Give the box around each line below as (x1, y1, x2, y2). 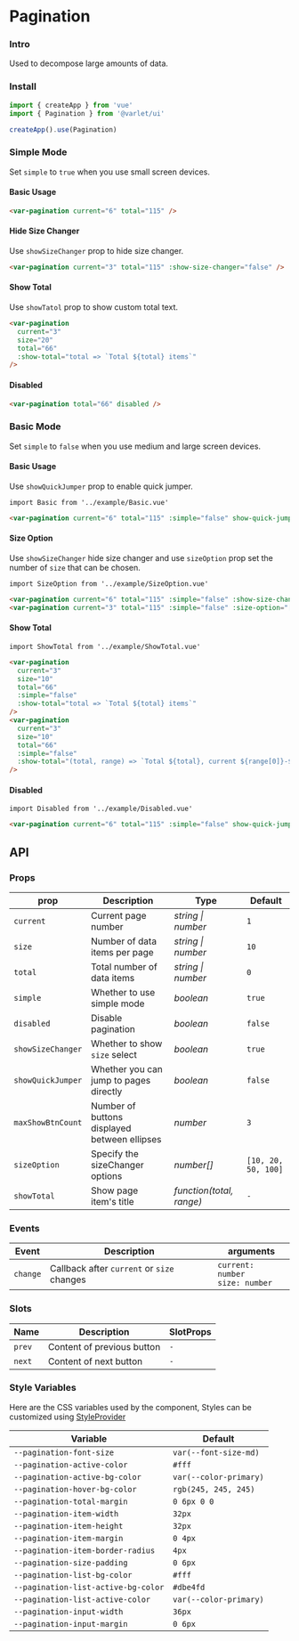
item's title (90, 1195, 135, 1207)
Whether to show (90, 1037, 163, 1050)
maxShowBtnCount (13, 1117, 83, 1127)
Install (9, 80, 37, 93)
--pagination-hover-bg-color (13, 1484, 137, 1494)
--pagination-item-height (13, 1521, 124, 1531)
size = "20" (17, 336, 53, 345)
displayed (90, 1122, 132, 1134)
